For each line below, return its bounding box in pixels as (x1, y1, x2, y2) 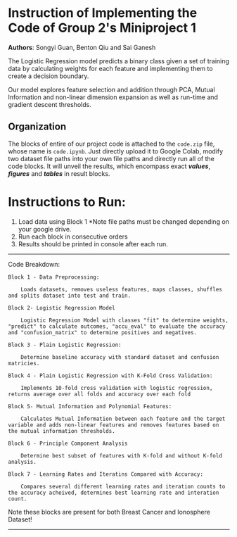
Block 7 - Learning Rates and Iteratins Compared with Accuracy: (8, 470, 203, 478)
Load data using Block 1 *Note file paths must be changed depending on (18, 217, 229, 226)
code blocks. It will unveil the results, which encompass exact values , (8, 162, 210, 170)
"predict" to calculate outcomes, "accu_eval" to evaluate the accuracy (8, 322, 226, 330)
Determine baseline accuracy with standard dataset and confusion (20, 353, 219, 360)
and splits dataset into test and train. (8, 292, 132, 299)
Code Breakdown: (8, 260, 60, 268)
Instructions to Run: (8, 194, 126, 210)
